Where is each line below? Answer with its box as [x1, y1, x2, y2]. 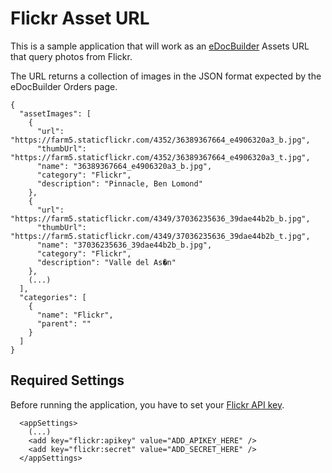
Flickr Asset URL [10, 7, 150, 30]
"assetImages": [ [19, 108, 92, 119]
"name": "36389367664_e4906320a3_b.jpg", [36, 161, 213, 171]
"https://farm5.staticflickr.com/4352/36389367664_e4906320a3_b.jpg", [10, 135, 311, 145]
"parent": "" [36, 318, 92, 329]
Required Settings [10, 372, 125, 389]
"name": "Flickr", [36, 310, 114, 320]
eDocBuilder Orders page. [10, 80, 118, 92]
